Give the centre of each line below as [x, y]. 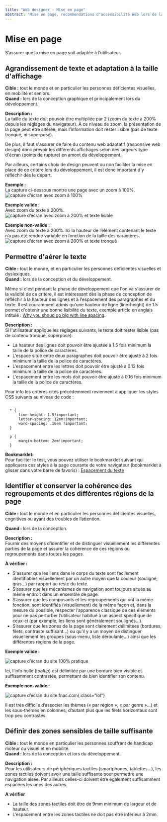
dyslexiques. [18, 274]
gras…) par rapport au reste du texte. [50, 584]
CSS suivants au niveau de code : [40, 397]
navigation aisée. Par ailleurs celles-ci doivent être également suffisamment [83, 779]
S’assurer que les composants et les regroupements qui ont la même [83, 599]
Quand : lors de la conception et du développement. [59, 279]
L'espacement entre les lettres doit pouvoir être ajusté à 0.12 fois [78, 366]
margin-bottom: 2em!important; [51, 441]
